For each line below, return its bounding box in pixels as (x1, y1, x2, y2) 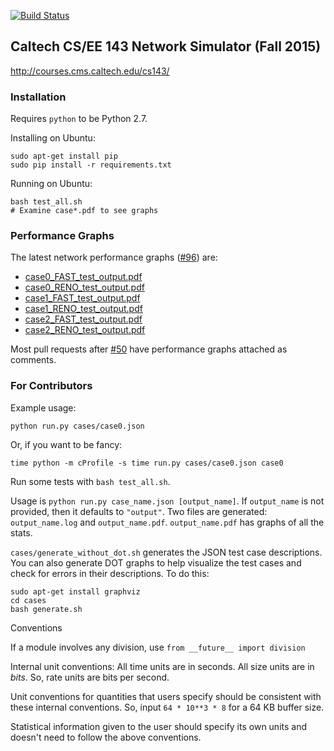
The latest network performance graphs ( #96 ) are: (10, 251, 218, 264)
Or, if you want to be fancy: (10, 438, 123, 450)
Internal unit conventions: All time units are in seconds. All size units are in (10, 660, 315, 672)
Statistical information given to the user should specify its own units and (10, 720, 308, 732)
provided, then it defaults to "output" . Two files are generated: (10, 505, 268, 517)
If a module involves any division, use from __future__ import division (10, 641, 306, 653)
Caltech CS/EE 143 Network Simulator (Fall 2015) (10, 38, 322, 55)
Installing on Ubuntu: (10, 132, 96, 144)
